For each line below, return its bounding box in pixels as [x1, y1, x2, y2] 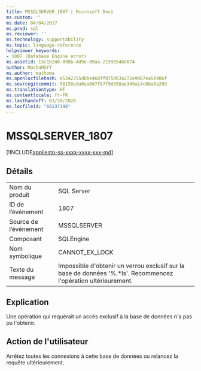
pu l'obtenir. [6, 320, 36, 327]
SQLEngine [58, 235, 90, 243]
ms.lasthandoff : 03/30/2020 [6, 98, 77, 104]
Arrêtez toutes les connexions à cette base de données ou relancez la [6, 352, 178, 360]
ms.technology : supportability [6, 37, 84, 42]
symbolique [9, 252, 42, 260]
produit [9, 191, 30, 199]
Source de [9, 218, 38, 226]
